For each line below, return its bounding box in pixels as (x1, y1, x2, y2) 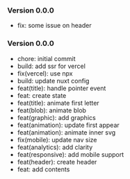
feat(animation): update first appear (17, 121, 120, 129)
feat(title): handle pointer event (17, 84, 106, 92)
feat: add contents (17, 165, 70, 173)
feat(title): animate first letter (17, 99, 99, 107)
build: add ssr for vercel (17, 62, 86, 70)
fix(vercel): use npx (17, 69, 73, 78)
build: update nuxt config (17, 76, 90, 85)
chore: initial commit (17, 54, 76, 62)
